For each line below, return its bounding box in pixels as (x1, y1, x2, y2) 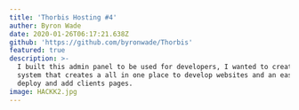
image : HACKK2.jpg (9, 87, 77, 96)
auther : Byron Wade (9, 21, 82, 30)
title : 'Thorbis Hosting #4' (9, 12, 117, 22)
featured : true (9, 46, 66, 55)
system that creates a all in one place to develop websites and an (17, 71, 277, 80)
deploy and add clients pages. (17, 79, 133, 88)
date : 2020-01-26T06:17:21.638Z (9, 29, 129, 38)
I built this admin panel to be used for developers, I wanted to (17, 63, 269, 72)
